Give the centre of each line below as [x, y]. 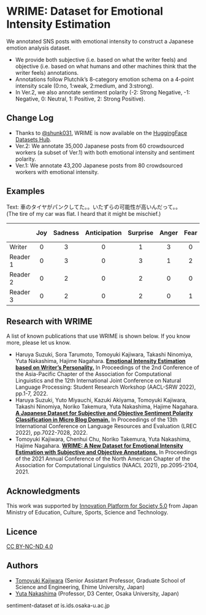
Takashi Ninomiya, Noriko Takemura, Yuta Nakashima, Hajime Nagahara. [107, 407]
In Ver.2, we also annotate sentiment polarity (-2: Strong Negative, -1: [103, 92]
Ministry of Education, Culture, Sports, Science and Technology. [87, 513]
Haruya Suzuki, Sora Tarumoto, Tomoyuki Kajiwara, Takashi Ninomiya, [104, 354]
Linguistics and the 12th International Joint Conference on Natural [98, 381]
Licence [22, 532]
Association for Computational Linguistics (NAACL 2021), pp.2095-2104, [107, 465]
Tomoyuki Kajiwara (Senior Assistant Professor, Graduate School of [100, 580]
